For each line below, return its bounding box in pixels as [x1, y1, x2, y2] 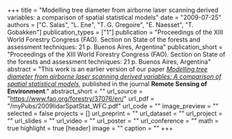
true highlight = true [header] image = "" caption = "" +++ [7, 124, 173, 132]
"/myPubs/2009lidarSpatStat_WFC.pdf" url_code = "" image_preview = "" [7, 102, 219, 110]
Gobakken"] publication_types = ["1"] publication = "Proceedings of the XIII [7, 28, 224, 36]
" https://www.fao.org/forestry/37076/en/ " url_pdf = [7, 95, 155, 103]
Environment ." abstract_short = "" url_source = [7, 87, 143, 95]
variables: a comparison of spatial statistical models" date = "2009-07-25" [7, 13, 222, 22]
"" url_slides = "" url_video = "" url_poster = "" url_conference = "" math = [7, 117, 219, 124]
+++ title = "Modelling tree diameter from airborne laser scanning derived [7, 6, 219, 14]
